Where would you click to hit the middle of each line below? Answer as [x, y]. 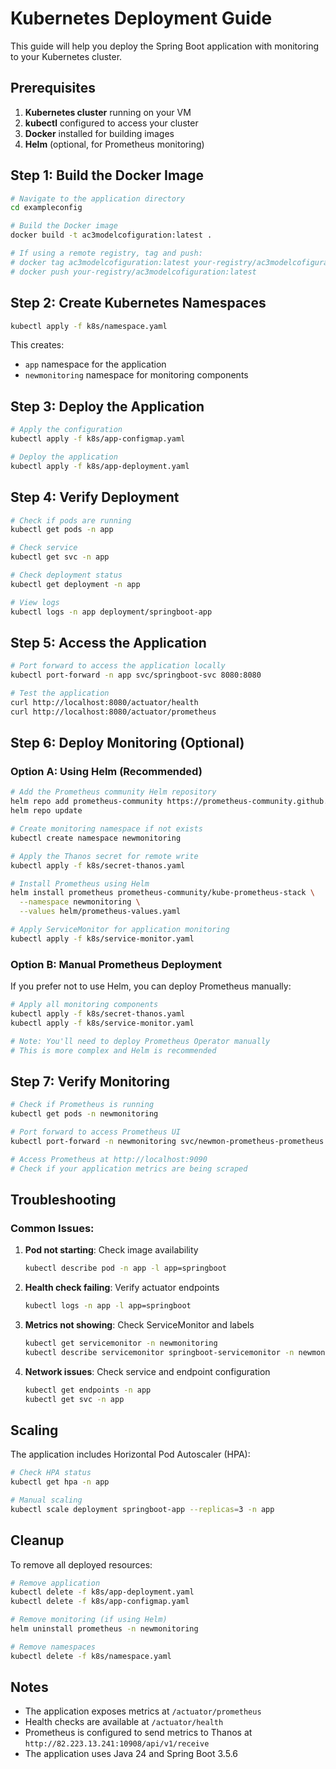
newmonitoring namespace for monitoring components [136, 375]
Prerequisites [53, 88]
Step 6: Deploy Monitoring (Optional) [127, 743]
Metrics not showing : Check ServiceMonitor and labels [139, 1324]
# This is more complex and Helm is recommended [113, 1050]
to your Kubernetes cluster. [66, 56]
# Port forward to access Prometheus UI [96, 1132]
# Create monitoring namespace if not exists [106, 829]
